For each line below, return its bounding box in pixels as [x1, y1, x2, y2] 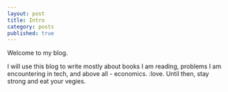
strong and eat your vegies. [7, 77, 86, 86]
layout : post [7, 10, 45, 17]
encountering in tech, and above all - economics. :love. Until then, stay [7, 70, 210, 78]
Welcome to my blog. [7, 49, 68, 57]
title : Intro [7, 17, 45, 24]
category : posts [7, 23, 54, 30]
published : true [7, 29, 54, 37]
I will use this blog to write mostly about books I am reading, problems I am [7, 62, 222, 70]
